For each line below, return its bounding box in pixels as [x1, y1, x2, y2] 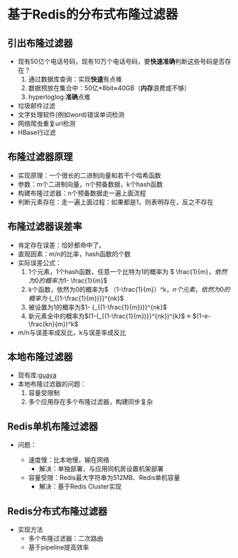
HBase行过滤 [17, 128, 56, 136]
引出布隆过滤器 [7, 37, 73, 49]
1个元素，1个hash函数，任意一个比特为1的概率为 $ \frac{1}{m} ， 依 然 [28, 267, 227, 275]
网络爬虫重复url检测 [17, 119, 76, 128]
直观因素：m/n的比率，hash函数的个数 [17, 249, 131, 258]
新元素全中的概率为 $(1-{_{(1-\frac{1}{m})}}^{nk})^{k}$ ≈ [28, 312, 191, 320]
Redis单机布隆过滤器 [7, 420, 98, 432]
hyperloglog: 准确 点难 [28, 93, 91, 101]
